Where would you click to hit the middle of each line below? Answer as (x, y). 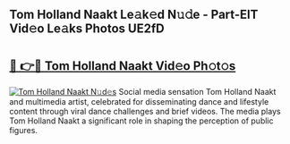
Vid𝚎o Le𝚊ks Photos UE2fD (87, 29)
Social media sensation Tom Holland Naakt (197, 92)
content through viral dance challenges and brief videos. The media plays (145, 111)
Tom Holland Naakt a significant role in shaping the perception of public (141, 121)
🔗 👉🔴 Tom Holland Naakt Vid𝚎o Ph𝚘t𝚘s (123, 66)
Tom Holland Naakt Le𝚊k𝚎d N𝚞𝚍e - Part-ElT (134, 15)
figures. (24, 130)
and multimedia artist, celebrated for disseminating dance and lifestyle (139, 102)
